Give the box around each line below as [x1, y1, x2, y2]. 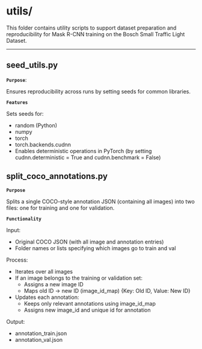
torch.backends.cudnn [14, 140, 71, 148]
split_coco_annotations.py [6, 171, 108, 181]
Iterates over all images [14, 268, 73, 275]
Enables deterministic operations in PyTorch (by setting [14, 147, 152, 154]
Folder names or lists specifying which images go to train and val [14, 244, 176, 251]
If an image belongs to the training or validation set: [14, 274, 143, 281]
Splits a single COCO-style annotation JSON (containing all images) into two [6, 198, 195, 205]
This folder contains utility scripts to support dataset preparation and [6, 24, 177, 31]
